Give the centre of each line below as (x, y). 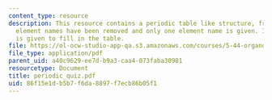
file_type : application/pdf (56, 53)
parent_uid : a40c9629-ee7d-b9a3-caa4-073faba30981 (96, 61)
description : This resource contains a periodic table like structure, (132, 23)
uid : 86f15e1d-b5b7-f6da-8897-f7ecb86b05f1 (83, 83)
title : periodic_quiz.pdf (52, 76)
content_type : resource (49, 16)
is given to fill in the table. (70, 38)
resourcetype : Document (49, 69)
